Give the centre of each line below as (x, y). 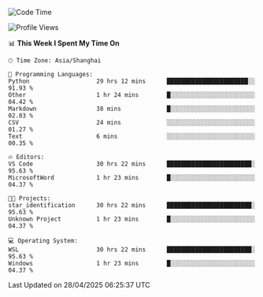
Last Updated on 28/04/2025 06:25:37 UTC (80, 285)
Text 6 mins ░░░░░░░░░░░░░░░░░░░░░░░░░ (132, 136)
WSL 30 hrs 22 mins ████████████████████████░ (132, 250)
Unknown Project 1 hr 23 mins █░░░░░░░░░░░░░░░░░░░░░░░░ (132, 219)
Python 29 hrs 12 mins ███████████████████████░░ (132, 81)
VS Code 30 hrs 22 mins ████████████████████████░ (132, 164)
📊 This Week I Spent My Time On (64, 43)
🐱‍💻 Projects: (30, 199)
